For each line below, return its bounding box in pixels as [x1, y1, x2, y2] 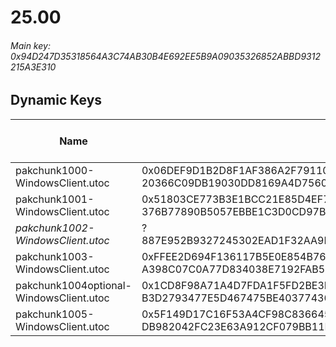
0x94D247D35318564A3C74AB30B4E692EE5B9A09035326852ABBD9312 [10, 50, 321, 62]
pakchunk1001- [15, 192, 95, 206]
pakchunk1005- [15, 307, 95, 321]
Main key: [10, 39, 51, 51]
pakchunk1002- [15, 221, 95, 235]
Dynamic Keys [10, 92, 103, 109]
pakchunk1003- [15, 249, 95, 263]
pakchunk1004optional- [15, 278, 132, 292]
